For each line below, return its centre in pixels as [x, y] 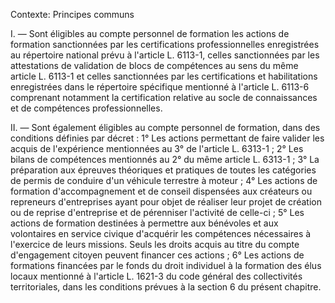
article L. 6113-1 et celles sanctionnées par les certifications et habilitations [164, 76]
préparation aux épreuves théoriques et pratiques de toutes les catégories [163, 170]
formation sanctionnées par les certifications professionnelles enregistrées [165, 44]
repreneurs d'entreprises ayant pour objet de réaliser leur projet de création [166, 202]
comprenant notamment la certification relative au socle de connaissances [164, 97]
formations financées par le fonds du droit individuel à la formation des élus [166, 265]
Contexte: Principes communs [72, 14]
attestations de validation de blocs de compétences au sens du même [154, 65]
